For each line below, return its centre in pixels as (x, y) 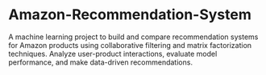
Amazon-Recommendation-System (130, 15)
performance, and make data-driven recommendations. (101, 62)
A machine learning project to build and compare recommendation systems (133, 37)
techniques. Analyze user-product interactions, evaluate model (113, 53)
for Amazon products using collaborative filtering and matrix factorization (130, 45)
